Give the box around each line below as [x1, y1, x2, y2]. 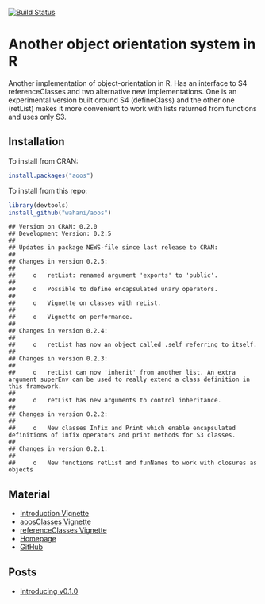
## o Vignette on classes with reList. [8, 299, 161, 307]
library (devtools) [8, 201, 69, 210]
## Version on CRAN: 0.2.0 [8, 223, 98, 231]
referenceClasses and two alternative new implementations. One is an [8, 87, 237, 96]
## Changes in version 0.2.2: [8, 410, 109, 418]
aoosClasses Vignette [19, 517, 91, 527]
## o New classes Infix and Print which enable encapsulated [8, 425, 236, 433]
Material [8, 487, 50, 501]
